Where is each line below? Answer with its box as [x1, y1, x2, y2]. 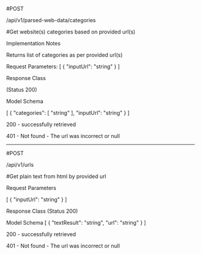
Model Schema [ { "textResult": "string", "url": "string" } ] [6, 219, 147, 226]
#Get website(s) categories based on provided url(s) [6, 28, 136, 35]
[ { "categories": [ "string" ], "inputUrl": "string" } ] [6, 109, 130, 116]
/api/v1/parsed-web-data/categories [6, 17, 96, 23]
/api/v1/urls [6, 161, 34, 168]
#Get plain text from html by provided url [6, 173, 106, 180]
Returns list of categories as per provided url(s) [6, 51, 123, 59]
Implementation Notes [6, 40, 61, 47]
